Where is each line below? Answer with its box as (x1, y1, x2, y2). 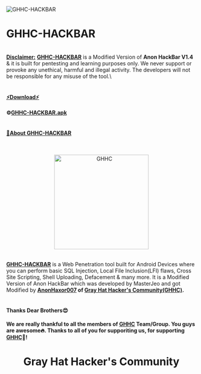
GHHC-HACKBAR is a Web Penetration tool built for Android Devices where (6, 261, 195, 268)
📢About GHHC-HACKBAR (6, 129, 72, 136)
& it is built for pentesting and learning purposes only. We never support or (6, 59, 192, 67)
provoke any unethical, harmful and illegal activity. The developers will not (6, 66, 191, 73)
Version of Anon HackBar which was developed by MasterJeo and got (6, 280, 180, 287)
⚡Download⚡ (6, 93, 39, 100)
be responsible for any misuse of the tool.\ (6, 73, 112, 80)
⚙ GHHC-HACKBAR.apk (6, 109, 68, 116)
